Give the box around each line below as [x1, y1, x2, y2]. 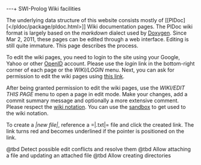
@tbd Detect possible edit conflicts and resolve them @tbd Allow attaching [6, 146, 191, 152]
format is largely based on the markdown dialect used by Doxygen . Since [6, 29, 187, 36]
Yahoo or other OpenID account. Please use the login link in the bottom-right [6, 60, 195, 67]
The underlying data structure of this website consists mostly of [6, 17, 164, 23]
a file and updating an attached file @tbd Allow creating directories [6, 152, 172, 159]
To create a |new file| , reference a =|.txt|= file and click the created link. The [6, 121, 194, 128]
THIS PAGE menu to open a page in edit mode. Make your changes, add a [6, 91, 188, 97]
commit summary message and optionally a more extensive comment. [6, 97, 179, 104]
